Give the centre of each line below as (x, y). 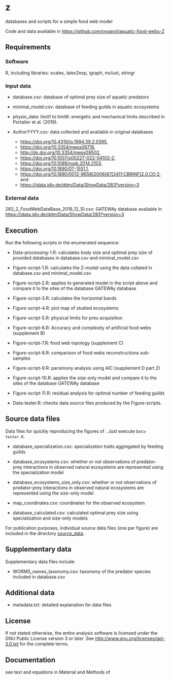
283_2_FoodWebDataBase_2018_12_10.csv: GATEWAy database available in (84, 209)
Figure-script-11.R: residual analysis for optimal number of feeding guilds (89, 393)
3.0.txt (12, 644)
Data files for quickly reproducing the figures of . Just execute (70, 431)
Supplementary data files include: (40, 561)
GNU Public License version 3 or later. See (50, 638)
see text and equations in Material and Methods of (58, 672)
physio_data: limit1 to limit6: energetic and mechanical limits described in (89, 116)
